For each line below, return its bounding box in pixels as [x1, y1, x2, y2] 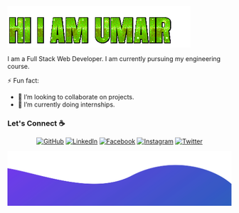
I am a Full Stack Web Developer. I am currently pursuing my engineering [7, 55, 221, 62]
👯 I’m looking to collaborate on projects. [17, 93, 134, 101]
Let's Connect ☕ [7, 118, 65, 128]
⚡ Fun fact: [7, 77, 39, 84]
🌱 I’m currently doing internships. [17, 100, 115, 109]
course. [7, 62, 30, 70]
